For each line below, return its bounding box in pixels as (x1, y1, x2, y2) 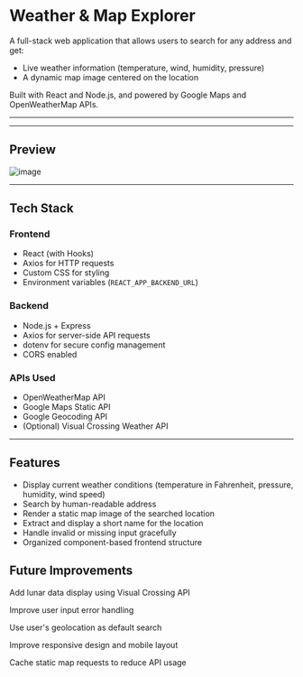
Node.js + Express (22, 320, 92, 330)
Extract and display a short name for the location (22, 517, 204, 528)
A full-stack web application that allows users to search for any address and (9, 35, 292, 46)
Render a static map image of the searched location (22, 507, 215, 519)
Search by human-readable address (22, 498, 157, 509)
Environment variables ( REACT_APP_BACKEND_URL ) (22, 277, 198, 288)
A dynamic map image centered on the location (22, 71, 199, 82)
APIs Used (9, 371, 56, 384)
